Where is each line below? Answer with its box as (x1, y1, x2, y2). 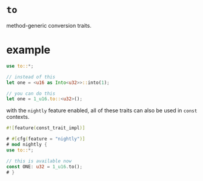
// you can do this (6, 91, 56, 97)
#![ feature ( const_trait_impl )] (6, 125, 85, 131)
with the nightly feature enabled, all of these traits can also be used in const (6, 107, 198, 114)
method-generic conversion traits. (6, 22, 92, 29)
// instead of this (6, 74, 56, 80)
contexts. (6, 113, 30, 121)
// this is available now (6, 158, 72, 164)
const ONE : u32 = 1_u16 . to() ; (6, 164, 83, 170)
